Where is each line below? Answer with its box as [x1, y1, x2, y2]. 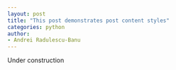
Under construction [7, 56, 65, 64]
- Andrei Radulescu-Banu [7, 37, 81, 44]
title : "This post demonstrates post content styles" [7, 17, 170, 24]
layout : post [7, 10, 46, 18]
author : [7, 30, 31, 37]
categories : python [7, 23, 65, 30]
